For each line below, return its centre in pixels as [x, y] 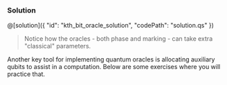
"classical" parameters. [57, 46]
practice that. [26, 74]
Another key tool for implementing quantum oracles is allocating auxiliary [111, 59]
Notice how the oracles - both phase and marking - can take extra [118, 39]
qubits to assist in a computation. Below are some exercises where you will [114, 67]
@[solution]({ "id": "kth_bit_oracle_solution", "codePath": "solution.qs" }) [111, 26]
